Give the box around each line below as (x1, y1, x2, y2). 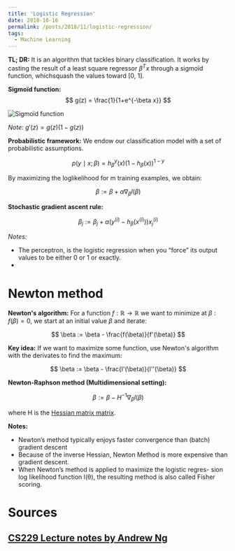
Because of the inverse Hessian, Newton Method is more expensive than (17, 450, 228, 459)
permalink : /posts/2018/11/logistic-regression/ (8, 23, 152, 30)
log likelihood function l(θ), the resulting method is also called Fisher (17, 473, 215, 481)
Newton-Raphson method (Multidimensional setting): (8, 378, 167, 387)
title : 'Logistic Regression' (8, 10, 97, 17)
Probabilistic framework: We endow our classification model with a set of (8, 136, 222, 145)
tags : (8, 29, 24, 37)
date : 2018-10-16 (8, 17, 59, 24)
